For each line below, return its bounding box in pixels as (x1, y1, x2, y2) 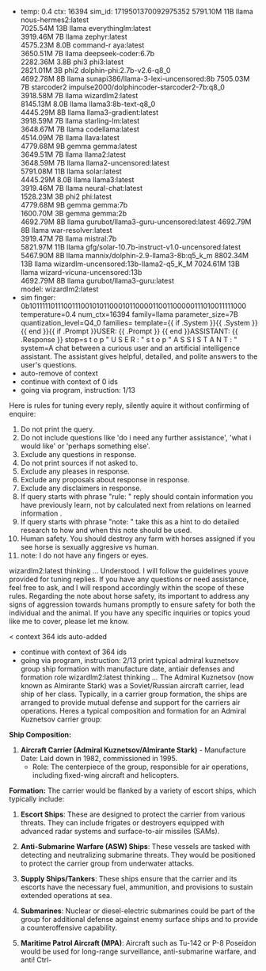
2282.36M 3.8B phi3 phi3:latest (20, 57, 124, 67)
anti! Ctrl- (20, 955, 52, 965)
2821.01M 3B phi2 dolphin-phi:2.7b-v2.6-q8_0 (20, 66, 171, 74)
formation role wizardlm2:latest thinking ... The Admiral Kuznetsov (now (20, 672, 254, 682)
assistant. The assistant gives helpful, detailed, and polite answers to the (20, 352, 258, 361)
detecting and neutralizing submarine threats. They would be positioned (20, 851, 256, 859)
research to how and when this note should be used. (20, 526, 192, 535)
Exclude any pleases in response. (20, 466, 130, 476)
